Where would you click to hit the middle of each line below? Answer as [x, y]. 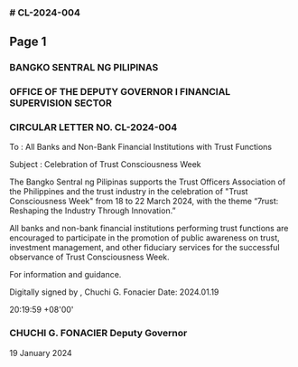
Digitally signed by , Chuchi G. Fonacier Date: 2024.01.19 [114, 292]
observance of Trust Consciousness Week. [89, 257]
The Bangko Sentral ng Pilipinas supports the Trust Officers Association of [148, 182]
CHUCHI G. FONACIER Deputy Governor [98, 334]
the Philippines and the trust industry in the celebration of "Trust [129, 192]
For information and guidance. [65, 275]
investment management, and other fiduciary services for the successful [144, 248]
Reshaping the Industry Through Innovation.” [93, 211]
